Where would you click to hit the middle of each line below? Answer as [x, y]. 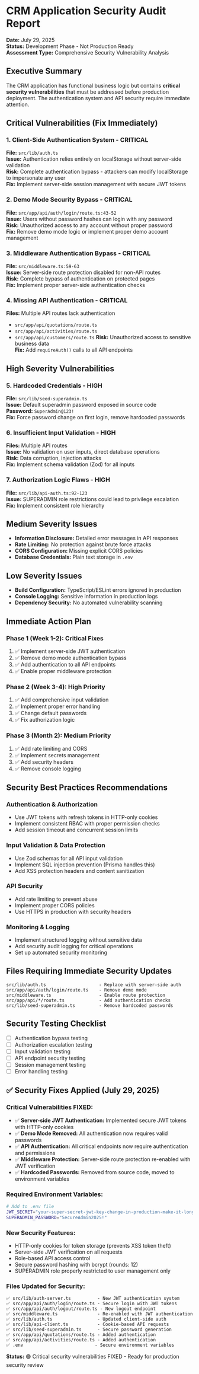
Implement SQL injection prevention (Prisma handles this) [85, 865]
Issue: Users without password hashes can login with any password [89, 219]
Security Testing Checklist [56, 1024]
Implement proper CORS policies [54, 905]
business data [32, 344]
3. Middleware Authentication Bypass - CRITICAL [78, 253]
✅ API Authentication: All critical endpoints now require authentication [101, 1146]
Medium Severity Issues [52, 524]
